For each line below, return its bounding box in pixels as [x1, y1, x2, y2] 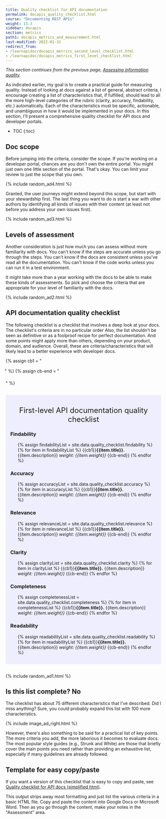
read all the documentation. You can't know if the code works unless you [5, 260, 154, 265]
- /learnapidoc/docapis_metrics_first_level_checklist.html [5, 53, 132, 58]
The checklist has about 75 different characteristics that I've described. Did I [5, 701, 162, 707]
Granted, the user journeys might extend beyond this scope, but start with [5, 191, 156, 197]
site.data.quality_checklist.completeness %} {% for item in [17, 600, 136, 605]
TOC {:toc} [12, 128, 35, 134]
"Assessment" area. [5, 810, 46, 816]
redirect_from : [5, 44, 37, 49]
